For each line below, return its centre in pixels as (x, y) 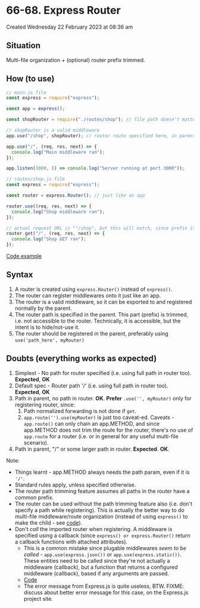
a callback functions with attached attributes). (71, 542)
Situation (23, 46)
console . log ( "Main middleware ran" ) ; (58, 152)
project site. (38, 598)
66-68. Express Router (63, 10)
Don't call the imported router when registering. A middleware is (93, 529)
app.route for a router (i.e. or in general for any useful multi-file (101, 436)
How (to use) (30, 79)
